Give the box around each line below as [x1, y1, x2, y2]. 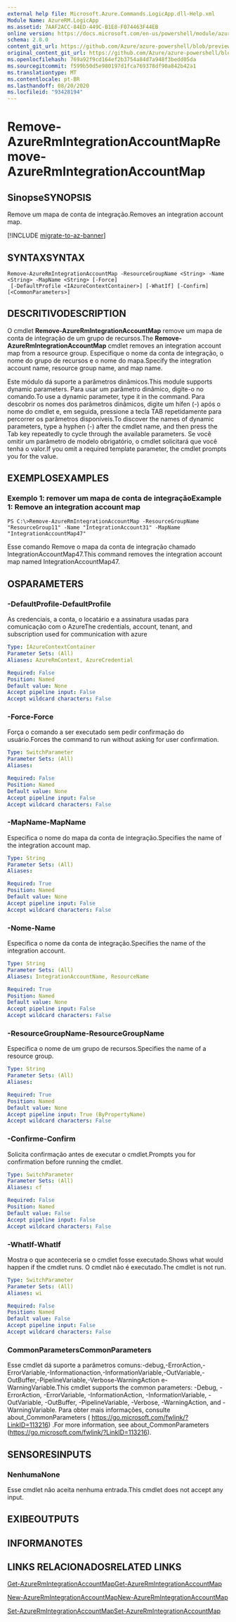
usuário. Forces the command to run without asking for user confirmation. [7, 735, 219, 744]
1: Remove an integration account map [7, 502, 140, 512]
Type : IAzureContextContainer [7, 643, 96, 650]
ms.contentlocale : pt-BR [7, 75, 80, 83]
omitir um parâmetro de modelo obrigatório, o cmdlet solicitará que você [7, 437, 218, 445]
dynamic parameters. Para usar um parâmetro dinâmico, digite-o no [7, 384, 204, 393]
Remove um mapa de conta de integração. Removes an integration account [7, 210, 223, 218]
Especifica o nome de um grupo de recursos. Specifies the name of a [7, 1045, 206, 1053]
